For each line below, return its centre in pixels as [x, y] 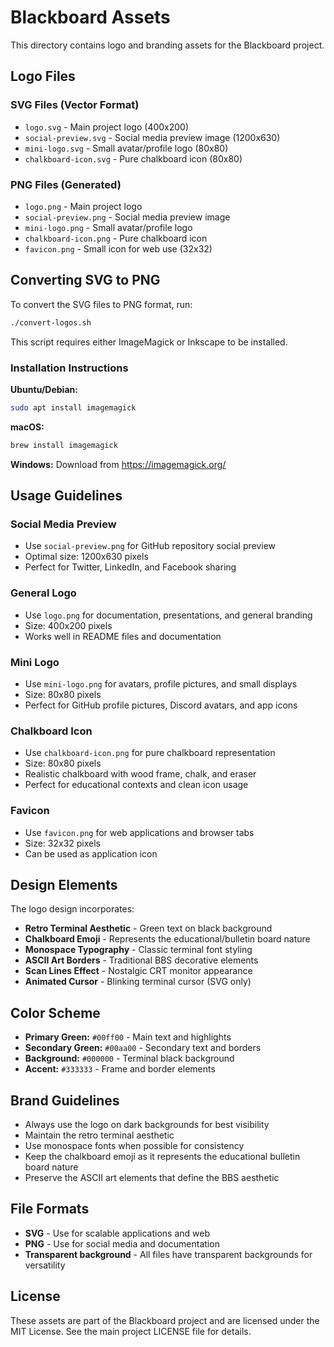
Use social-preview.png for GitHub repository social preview [150, 546]
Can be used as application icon [91, 853]
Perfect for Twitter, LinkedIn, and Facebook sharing [130, 567]
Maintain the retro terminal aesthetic [99, 1135]
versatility [45, 1265]
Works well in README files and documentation [123, 636]
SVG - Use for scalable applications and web [117, 1233]
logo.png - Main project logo [83, 206]
